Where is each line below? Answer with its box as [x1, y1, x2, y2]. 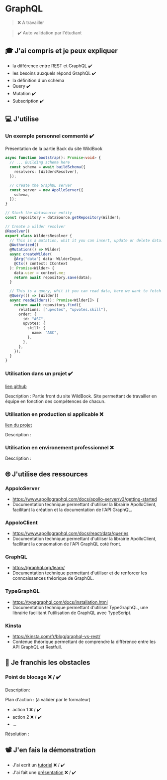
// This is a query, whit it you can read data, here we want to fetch [9, 288, 162, 294]
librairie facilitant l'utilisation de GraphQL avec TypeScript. [12, 610, 132, 616]
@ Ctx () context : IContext [14, 261, 68, 266]
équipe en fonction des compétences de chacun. [5, 398, 106, 404]
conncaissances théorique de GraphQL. [12, 575, 94, 581]
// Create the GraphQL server [9, 183, 72, 188]
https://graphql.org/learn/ [12, 565, 65, 571]
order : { [18, 312, 37, 317]
